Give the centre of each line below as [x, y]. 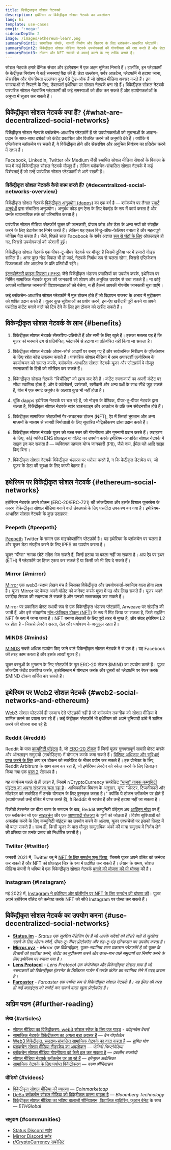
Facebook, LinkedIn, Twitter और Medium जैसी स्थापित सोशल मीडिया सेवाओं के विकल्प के [85, 160]
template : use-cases [27, 24]
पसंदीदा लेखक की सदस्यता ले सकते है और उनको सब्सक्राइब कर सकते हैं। [65, 596]
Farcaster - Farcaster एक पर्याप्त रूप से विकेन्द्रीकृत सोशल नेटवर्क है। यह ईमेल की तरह [87, 982]
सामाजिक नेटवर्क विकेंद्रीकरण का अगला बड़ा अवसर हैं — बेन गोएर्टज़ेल [68, 1036]
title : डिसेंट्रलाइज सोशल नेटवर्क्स [33, 10]
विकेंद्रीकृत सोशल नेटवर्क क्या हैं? [43, 112]
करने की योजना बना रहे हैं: [26, 724]
